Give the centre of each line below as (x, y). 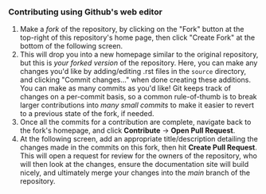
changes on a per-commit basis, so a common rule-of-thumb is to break (138, 97)
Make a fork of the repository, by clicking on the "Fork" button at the (132, 29)
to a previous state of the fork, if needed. (87, 114)
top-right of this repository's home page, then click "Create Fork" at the (137, 37)
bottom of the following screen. (71, 46)
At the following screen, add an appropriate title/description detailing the (139, 139)
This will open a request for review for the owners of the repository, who (138, 156)
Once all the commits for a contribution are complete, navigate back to (135, 122)
